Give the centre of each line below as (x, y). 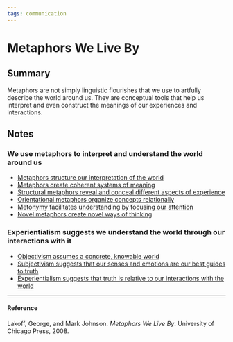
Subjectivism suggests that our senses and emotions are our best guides (121, 264)
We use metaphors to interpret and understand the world (105, 153)
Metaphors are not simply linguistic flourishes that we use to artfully (104, 90)
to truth (28, 271)
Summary (29, 74)
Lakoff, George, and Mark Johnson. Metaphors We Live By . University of (111, 323)
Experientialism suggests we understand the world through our (116, 232)
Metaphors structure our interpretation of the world (90, 178)
